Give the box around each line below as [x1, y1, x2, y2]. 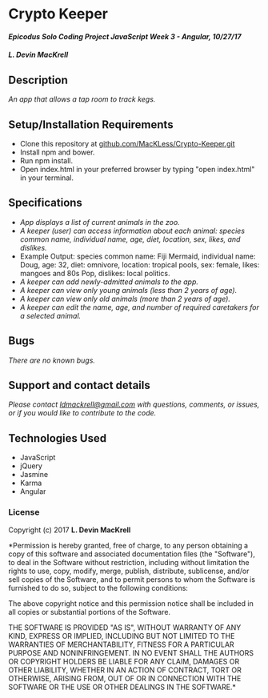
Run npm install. [19, 156, 74, 165]
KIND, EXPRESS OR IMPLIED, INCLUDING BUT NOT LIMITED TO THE [8, 631, 235, 640]
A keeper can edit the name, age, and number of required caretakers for [19, 302, 260, 312]
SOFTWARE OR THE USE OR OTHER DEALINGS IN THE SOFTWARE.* [8, 682, 236, 692]
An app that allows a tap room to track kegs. [8, 94, 156, 104]
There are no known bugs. [8, 355, 96, 365]
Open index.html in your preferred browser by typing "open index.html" [19, 165, 255, 174]
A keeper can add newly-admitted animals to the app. [19, 277, 198, 287]
